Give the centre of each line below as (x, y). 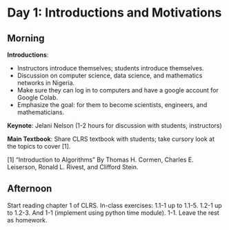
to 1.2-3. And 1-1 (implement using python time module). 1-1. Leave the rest (113, 213)
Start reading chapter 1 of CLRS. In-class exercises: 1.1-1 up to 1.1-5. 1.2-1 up (114, 205)
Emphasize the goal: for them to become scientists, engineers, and (112, 105)
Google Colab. (38, 97)
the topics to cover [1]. (39, 146)
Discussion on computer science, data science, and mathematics (110, 75)
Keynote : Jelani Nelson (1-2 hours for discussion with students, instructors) (114, 125)
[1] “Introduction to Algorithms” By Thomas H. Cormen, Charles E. (101, 160)
